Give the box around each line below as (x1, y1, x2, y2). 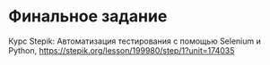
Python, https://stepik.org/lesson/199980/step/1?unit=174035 (8, 45, 235, 55)
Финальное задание (8, 6, 168, 27)
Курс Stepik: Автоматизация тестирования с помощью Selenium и (8, 36, 262, 46)
